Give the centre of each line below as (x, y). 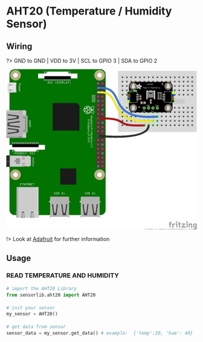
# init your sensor (31, 308)
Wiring (19, 46)
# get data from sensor (36, 327)
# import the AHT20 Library (42, 288)
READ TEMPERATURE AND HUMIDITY (63, 275)
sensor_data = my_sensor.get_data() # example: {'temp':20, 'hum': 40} (100, 334)
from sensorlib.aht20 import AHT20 (51, 295)
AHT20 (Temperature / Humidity (89, 11)
